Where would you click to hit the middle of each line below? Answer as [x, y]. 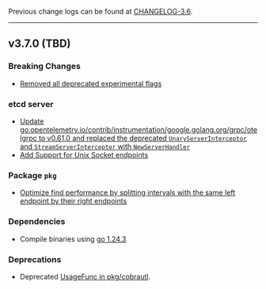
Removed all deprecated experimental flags [91, 83]
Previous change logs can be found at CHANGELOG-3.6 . [101, 11]
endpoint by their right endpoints [73, 201]
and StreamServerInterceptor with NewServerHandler [105, 146]
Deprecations [35, 259]
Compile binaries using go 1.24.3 [73, 239]
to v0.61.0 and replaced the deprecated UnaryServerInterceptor [142, 138]
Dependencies [37, 222]
